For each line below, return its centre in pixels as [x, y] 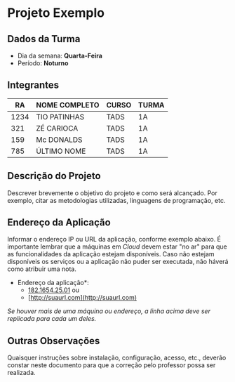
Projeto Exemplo [56, 13]
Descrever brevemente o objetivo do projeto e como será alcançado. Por [112, 193]
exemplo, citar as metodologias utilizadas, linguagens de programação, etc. [116, 200]
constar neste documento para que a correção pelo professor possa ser [112, 365]
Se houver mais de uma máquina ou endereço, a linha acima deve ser [109, 311]
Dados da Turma [44, 39]
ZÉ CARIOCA [57, 128]
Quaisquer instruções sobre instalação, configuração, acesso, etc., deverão [117, 358]
